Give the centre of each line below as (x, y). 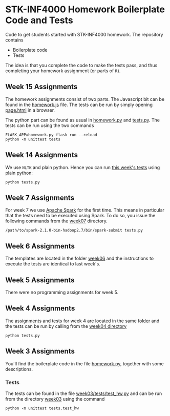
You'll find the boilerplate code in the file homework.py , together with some (84, 363)
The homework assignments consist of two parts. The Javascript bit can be (85, 99)
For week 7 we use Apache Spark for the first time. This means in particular (85, 210)
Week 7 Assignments (40, 197)
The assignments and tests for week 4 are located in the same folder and (82, 321)
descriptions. (19, 369)
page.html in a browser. (30, 110)
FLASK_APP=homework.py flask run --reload (51, 135)
